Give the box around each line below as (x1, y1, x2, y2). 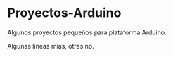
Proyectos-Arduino (7, 5, 122, 21)
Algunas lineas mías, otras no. (7, 42, 94, 50)
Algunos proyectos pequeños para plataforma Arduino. (7, 28, 167, 37)
